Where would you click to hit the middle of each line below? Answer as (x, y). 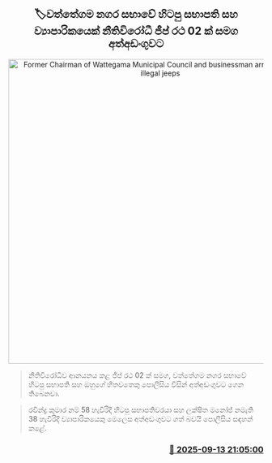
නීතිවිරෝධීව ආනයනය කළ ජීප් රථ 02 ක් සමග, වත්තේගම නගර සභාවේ (137, 375)
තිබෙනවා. (44, 393)
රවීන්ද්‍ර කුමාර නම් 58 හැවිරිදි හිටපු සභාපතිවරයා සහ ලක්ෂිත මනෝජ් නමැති (140, 409)
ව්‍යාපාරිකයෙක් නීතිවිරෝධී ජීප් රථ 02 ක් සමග (136, 31)
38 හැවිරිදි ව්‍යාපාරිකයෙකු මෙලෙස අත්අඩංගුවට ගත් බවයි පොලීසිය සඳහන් (140, 418)
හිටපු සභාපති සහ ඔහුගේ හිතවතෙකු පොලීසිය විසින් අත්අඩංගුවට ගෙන (136, 384)
